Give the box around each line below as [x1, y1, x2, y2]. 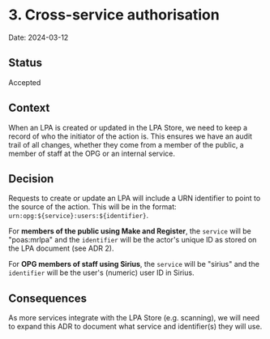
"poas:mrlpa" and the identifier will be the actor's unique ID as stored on [8, 235, 257, 245]
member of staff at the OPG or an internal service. [8, 148, 176, 158]
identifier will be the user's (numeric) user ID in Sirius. [8, 268, 195, 277]
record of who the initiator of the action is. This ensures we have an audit [8, 131, 253, 141]
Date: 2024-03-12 [8, 32, 69, 42]
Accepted [8, 77, 41, 87]
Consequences [8, 291, 88, 305]
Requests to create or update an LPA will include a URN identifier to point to [8, 193, 261, 204]
